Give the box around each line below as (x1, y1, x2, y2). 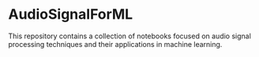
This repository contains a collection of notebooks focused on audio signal (8, 31, 251, 41)
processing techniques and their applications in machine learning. (8, 39, 223, 48)
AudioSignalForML (8, 5, 133, 23)
